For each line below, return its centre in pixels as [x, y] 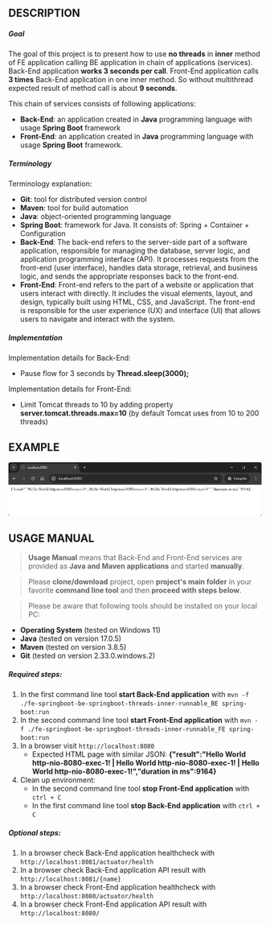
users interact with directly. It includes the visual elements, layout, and [136, 294]
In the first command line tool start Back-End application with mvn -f [134, 695]
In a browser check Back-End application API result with [113, 870]
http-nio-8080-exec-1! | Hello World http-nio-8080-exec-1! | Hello [145, 763]
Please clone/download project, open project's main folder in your [139, 582]
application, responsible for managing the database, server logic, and [135, 251]
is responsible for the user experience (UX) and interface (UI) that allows [140, 311]
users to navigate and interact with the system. [97, 319]
